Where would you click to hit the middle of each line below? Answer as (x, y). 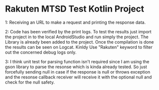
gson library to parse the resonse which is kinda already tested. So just (76, 67)
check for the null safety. (30, 82)
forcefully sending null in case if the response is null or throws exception (78, 72)
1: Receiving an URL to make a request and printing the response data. (75, 22)
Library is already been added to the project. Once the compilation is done (79, 42)
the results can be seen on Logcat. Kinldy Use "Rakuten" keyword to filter (79, 47)
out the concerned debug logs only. (41, 52)
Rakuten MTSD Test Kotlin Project (75, 9)
